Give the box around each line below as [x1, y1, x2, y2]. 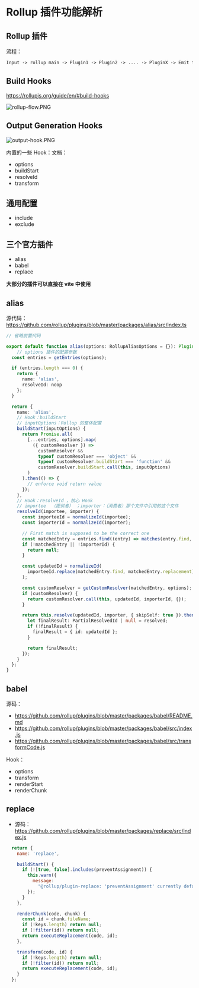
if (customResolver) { [21, 590, 78, 596]
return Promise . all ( [21, 432, 73, 438]
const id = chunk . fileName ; [21, 916, 92, 922]
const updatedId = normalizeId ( [21, 563, 102, 569]
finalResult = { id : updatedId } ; [32, 629, 118, 635]
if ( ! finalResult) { [27, 624, 78, 630]
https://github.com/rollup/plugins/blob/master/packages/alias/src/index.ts [6, 321, 187, 328]
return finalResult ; [27, 645, 78, 651]
